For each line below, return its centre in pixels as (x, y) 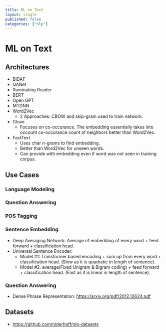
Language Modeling (30, 189)
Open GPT (23, 100)
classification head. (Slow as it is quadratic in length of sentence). (88, 262)
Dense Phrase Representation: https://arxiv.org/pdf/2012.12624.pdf (81, 296)
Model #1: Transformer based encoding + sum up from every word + (90, 256)
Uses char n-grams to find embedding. (60, 143)
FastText (21, 138)
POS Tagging (21, 216)
